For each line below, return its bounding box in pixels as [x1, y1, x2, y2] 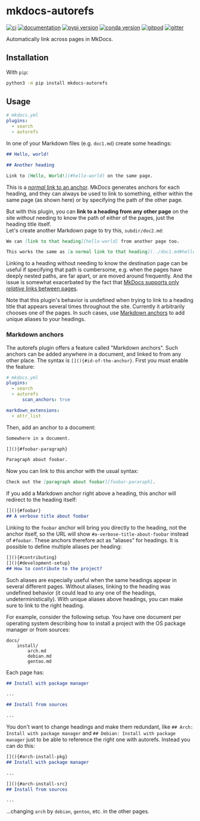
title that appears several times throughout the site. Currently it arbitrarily [6, 303, 185, 310]
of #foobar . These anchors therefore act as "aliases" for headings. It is [6, 536, 179, 543]
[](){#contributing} [6, 554, 58, 561]
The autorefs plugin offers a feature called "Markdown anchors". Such [6, 344, 179, 351]
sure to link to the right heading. [6, 602, 85, 609]
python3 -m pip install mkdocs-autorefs [6, 80, 108, 86]
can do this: [6, 742, 35, 750]
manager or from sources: [6, 626, 70, 633]
